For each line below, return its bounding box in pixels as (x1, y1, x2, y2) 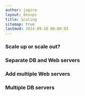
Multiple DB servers (5, 84, 55, 91)
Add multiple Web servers (5, 70, 70, 77)
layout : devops (5, 12, 37, 17)
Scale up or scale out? (5, 43, 60, 50)
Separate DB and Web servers (5, 56, 80, 63)
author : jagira (5, 7, 37, 13)
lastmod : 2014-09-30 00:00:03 (5, 26, 69, 31)
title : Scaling (5, 17, 37, 22)
